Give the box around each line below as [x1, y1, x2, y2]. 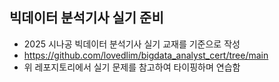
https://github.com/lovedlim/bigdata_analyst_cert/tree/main [23, 49, 269, 61]
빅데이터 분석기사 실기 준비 [9, 9, 164, 27]
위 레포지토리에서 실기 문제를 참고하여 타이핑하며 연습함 [23, 61, 241, 73]
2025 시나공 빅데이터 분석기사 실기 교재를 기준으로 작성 [23, 38, 241, 50]
